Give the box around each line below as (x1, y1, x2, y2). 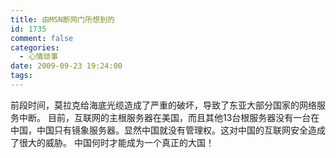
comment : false (10, 33, 74, 43)
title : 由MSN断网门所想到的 (10, 14, 115, 25)
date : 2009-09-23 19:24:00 (10, 61, 123, 71)
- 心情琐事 (19, 52, 59, 62)
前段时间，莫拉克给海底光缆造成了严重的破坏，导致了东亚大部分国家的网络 (10, 99, 317, 111)
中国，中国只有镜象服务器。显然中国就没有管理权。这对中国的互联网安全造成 (10, 124, 326, 136)
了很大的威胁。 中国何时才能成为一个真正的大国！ (10, 136, 215, 148)
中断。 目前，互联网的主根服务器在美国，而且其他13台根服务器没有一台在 (18, 111, 320, 123)
